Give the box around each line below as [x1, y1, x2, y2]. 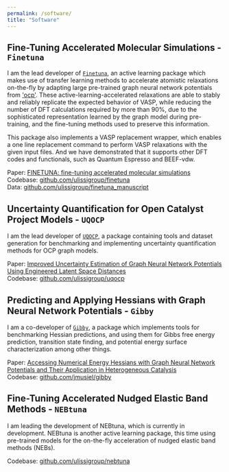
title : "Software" [7, 16, 60, 23]
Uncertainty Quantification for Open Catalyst [7, 203, 204, 215]
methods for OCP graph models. [7, 246, 99, 255]
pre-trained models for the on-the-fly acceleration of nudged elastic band [7, 436, 216, 445]
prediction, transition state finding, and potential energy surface [7, 338, 187, 346]
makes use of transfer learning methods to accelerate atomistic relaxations [7, 76, 219, 84]
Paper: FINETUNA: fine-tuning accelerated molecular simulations [7, 169, 191, 177]
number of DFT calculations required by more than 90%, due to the [7, 106, 197, 114]
